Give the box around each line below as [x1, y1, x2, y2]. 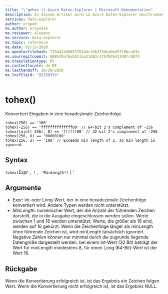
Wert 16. [12, 250, 29, 256]
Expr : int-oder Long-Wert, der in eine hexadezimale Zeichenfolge [12, 197, 146, 203]
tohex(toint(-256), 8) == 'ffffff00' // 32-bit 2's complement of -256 [5, 129, 157, 134]
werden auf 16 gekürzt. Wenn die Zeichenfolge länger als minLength [12, 223, 153, 229]
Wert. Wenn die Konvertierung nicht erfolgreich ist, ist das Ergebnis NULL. [5, 283, 158, 289]
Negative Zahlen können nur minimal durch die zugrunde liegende [12, 234, 149, 240]
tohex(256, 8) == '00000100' [5, 133, 66, 138]
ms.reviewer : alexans [5, 31, 50, 36]
